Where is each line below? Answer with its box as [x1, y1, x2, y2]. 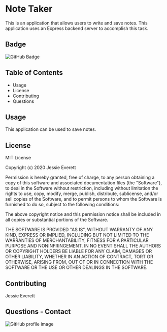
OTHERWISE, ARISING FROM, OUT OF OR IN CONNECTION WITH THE [5, 259, 153, 265]
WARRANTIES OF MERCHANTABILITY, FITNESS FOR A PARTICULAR [5, 237, 149, 243]
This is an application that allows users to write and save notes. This [5, 20, 148, 26]
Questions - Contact [5, 308, 71, 316]
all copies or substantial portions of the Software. [5, 217, 108, 223]
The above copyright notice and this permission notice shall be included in [5, 211, 161, 217]
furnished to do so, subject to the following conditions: [5, 202, 119, 208]
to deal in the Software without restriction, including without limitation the [5, 185, 158, 191]
